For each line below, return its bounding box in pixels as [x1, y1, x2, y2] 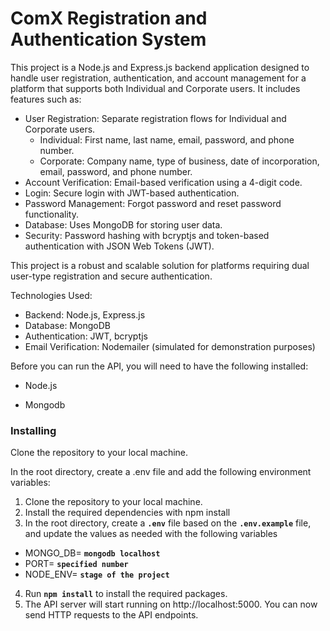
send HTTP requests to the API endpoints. [24, 609, 199, 621]
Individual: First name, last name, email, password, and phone [39, 133, 295, 146]
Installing [10, 423, 57, 437]
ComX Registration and [10, 7, 208, 30]
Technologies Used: [10, 289, 93, 301]
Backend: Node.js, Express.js [24, 308, 146, 321]
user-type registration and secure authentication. [10, 270, 213, 282]
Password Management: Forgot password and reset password [24, 197, 282, 209]
